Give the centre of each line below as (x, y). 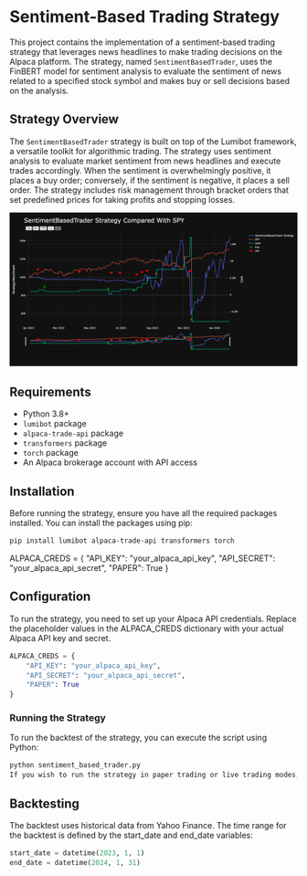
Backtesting (45, 803)
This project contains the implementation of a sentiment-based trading (143, 42)
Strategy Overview (64, 119)
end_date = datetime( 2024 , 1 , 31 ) (75, 862)
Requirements (50, 391)
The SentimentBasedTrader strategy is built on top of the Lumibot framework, (153, 141)
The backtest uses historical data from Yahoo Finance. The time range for (148, 826)
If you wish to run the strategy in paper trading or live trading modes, (155, 775)
